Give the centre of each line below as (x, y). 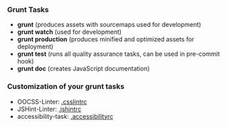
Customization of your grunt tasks (66, 86)
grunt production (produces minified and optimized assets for (106, 39)
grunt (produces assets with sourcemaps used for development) (109, 25)
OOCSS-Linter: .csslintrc (52, 101)
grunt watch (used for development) (69, 32)
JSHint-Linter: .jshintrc (49, 109)
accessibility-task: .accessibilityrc (65, 116)
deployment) (35, 47)
